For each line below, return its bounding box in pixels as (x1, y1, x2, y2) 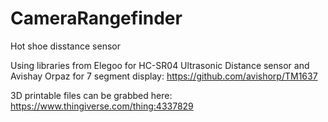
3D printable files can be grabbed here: (10, 89, 173, 101)
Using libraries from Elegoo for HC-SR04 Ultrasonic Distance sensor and (10, 59, 310, 71)
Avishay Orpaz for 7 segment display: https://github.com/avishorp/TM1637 (10, 70, 318, 82)
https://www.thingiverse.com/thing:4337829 (10, 100, 194, 112)
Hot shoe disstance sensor (10, 40, 121, 52)
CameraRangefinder (10, 7, 183, 30)
